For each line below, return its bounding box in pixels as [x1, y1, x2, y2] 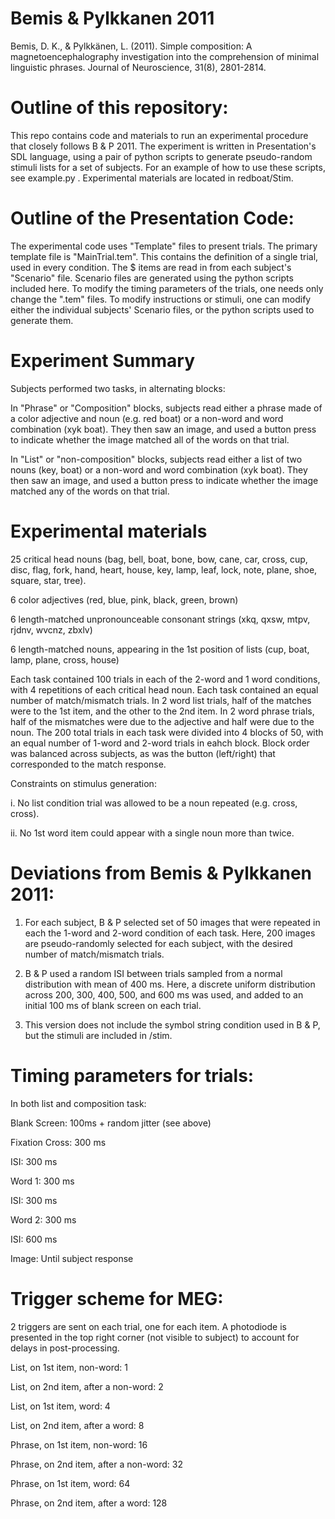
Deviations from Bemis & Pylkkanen [10, 862, 313, 884]
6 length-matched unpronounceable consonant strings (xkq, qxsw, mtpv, [10, 613, 311, 625]
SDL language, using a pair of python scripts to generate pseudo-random [10, 150, 313, 162]
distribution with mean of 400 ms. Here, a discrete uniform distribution [24, 978, 316, 990]
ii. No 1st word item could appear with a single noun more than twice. [10, 827, 295, 839]
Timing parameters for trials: [10, 1064, 255, 1087]
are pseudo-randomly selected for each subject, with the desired [24, 937, 293, 949]
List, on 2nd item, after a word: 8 [10, 1419, 145, 1431]
